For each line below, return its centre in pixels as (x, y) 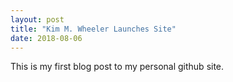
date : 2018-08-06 (46, 38)
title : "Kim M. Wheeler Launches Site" (93, 29)
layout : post (37, 19)
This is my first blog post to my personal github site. (117, 67)
